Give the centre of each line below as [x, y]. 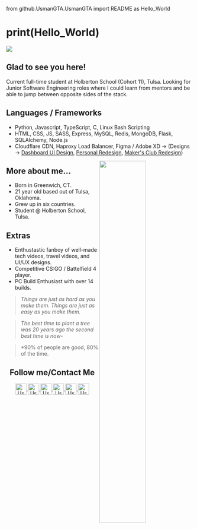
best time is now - [42, 336]
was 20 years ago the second [57, 330]
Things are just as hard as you [58, 299]
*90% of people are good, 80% [59, 347]
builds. [23, 288]
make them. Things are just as [58, 306]
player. [23, 275]
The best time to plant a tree [55, 324]
